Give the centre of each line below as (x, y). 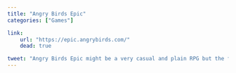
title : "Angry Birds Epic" (47, 14)
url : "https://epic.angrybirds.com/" (75, 39)
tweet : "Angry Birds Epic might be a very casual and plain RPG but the (116, 59)
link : (15, 33)
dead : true (36, 46)
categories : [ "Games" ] (40, 20)
